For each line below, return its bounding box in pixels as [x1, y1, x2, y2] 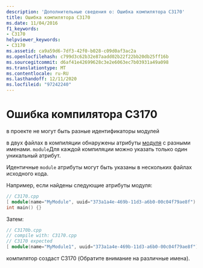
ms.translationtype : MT [6, 64, 66, 71]
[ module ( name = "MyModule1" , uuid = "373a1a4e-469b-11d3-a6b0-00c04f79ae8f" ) [6, 244, 199, 250]
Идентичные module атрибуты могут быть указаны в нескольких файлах [6, 163, 192, 170]
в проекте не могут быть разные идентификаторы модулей [6, 127, 159, 134]
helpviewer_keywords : [6, 37, 61, 43]
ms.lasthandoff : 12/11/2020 [6, 76, 77, 82]
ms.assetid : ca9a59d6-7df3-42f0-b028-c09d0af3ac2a [6, 48, 137, 54]
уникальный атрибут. [6, 152, 61, 159]
